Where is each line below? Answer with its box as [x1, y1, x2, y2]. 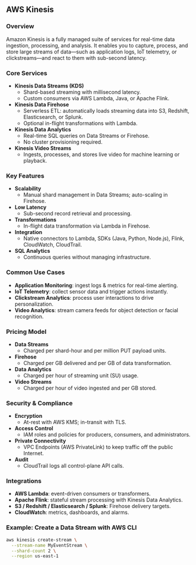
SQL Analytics [14, 248, 50, 255]
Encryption [14, 412, 43, 419]
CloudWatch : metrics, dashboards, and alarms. [14, 509, 129, 516]
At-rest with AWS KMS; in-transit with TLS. [23, 419, 127, 426]
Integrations [6, 477, 42, 485]
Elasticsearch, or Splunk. [23, 113, 84, 120]
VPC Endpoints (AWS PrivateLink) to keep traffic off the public [23, 444, 174, 451]
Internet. [23, 450, 44, 457]
